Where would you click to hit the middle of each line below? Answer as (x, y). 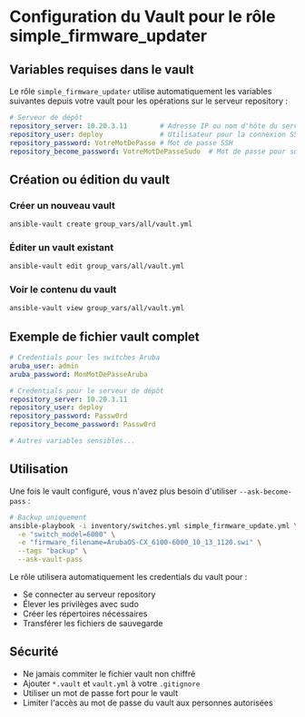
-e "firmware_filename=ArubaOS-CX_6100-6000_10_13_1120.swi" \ (139, 543)
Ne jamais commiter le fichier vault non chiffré (109, 673)
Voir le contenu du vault (63, 290)
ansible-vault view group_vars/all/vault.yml (97, 309)
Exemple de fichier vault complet (104, 336)
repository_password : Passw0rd (69, 416)
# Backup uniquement (49, 517)
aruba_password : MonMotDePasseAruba (79, 374)
